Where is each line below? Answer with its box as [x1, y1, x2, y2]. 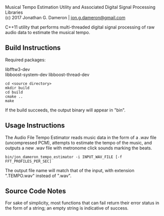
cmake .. [5, 94, 23, 99]
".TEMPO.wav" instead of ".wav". [5, 173, 72, 179]
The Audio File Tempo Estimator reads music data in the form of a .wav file [5, 134, 157, 140]
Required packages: [5, 57, 46, 63]
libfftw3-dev [5, 66, 31, 72]
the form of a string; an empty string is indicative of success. [5, 205, 129, 211]
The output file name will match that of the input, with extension [5, 167, 134, 173]
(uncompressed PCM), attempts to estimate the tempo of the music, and [5, 140, 152, 145]
